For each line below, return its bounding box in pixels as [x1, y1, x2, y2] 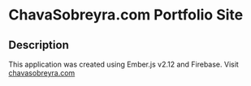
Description [8, 38, 69, 52]
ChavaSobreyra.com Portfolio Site [8, 6, 244, 24]
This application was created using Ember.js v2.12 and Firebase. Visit [8, 59, 240, 69]
